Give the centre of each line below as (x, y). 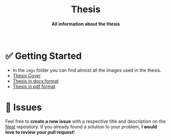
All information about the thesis (86, 24)
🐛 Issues (24, 107)
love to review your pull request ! (40, 132)
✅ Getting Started (43, 56)
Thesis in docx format (35, 81)
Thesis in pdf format (34, 87)
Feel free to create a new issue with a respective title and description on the (86, 122)
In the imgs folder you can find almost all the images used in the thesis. (87, 71)
